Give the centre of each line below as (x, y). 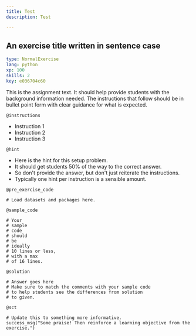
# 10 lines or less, (31, 251)
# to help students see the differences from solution (75, 292)
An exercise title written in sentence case (83, 45)
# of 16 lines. (25, 261)
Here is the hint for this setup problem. (61, 160)
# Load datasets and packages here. (51, 200)
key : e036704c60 (26, 81)
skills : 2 (18, 76)
